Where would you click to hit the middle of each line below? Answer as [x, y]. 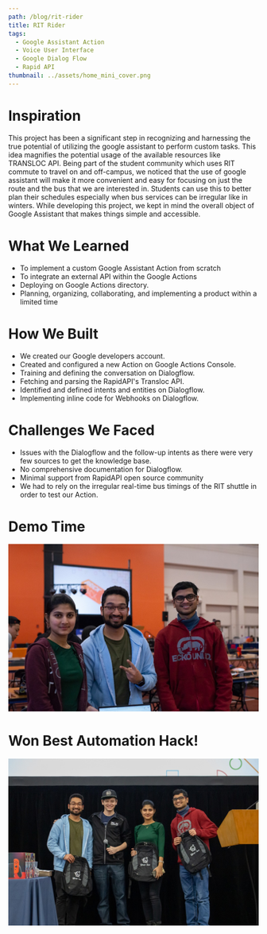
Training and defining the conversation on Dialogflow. [107, 373]
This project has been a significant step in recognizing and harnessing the [130, 138]
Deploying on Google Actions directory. [84, 285]
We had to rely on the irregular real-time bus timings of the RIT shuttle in [138, 486]
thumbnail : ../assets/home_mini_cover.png [79, 76]
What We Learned [69, 246]
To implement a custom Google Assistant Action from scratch [120, 268]
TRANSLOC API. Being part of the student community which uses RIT [122, 163]
